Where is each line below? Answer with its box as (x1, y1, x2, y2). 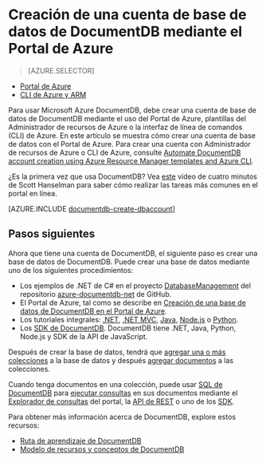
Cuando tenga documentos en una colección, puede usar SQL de (8, 379, 223, 389)
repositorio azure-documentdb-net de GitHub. (19, 289, 172, 298)
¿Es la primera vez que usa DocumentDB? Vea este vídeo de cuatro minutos (8, 172, 257, 181)
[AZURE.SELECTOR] (27, 65, 95, 75)
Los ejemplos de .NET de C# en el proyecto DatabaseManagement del (19, 281, 251, 290)
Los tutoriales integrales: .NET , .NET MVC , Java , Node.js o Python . (19, 314, 239, 324)
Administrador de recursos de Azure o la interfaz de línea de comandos (8, 122, 243, 132)
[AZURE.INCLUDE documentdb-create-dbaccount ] (8, 203, 175, 213)
